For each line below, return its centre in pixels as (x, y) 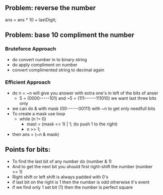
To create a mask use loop (39, 113)
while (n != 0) (33, 119)
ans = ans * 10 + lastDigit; (31, 19)
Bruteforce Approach (31, 49)
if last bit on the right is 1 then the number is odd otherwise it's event (81, 182)
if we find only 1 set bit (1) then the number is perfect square (72, 187)
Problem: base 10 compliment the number (70, 35)
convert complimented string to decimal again (58, 70)
